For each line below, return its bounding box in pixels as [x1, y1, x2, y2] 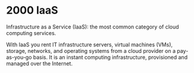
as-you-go [6, 53, 32, 61]
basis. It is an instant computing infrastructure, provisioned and [33, 53, 188, 61]
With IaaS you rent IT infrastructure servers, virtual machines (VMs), [6, 41, 173, 48]
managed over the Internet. [6, 60, 73, 67]
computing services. [6, 29, 56, 36]
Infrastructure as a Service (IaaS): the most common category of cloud [6, 23, 179, 30]
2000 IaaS [6, 4, 58, 17]
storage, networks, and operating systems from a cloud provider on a [6, 47, 176, 54]
